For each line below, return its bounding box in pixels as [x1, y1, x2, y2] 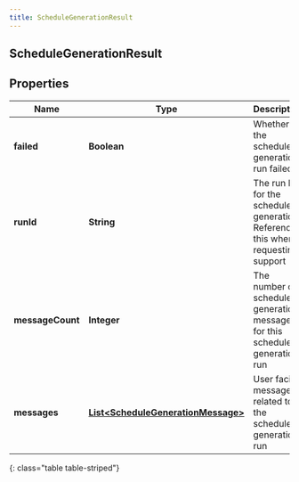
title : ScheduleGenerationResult [9, 12, 133, 22]
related [253, 395, 283, 407]
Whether [253, 118, 290, 130]
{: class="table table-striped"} [9, 462, 120, 473]
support [253, 255, 287, 267]
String [88, 216, 116, 228]
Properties [9, 77, 69, 92]
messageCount [13, 314, 80, 326]
